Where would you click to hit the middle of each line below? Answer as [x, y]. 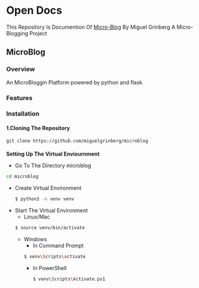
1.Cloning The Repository [38, 128]
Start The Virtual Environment [51, 211]
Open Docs [34, 10]
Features [19, 98]
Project [38, 33]
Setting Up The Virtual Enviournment [53, 154]
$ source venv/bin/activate [50, 228]
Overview [21, 69]
